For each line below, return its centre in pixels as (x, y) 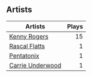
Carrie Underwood (35, 65)
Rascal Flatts (27, 46)
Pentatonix (24, 56)
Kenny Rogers (29, 36)
